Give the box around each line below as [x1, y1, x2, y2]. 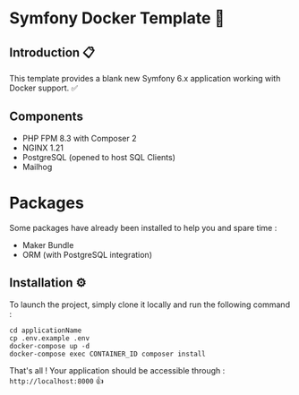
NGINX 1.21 [21, 142, 64, 153]
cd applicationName [9, 326, 82, 335]
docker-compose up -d [9, 341, 90, 350]
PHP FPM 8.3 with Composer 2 [21, 133, 137, 143]
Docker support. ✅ [9, 82, 79, 93]
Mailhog [21, 161, 53, 172]
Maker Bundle [21, 239, 74, 250]
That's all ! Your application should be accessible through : [9, 365, 226, 375]
